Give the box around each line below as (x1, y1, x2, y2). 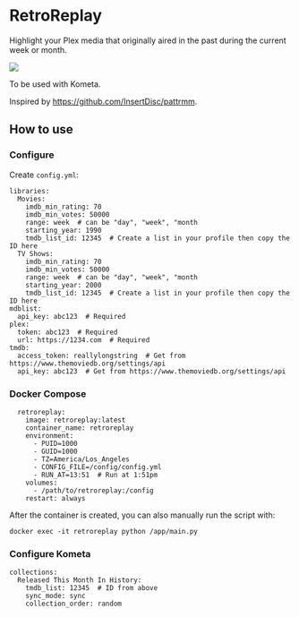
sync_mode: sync (25, 592, 87, 601)
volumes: (25, 478, 58, 487)
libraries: (9, 186, 50, 195)
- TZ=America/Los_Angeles (32, 454, 130, 464)
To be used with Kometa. (9, 78, 101, 90)
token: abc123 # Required (17, 328, 118, 337)
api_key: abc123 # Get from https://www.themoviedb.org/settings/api (17, 366, 286, 376)
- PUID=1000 (32, 439, 78, 448)
